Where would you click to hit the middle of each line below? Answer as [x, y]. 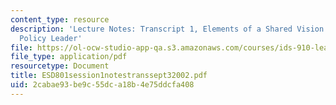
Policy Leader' [51, 38]
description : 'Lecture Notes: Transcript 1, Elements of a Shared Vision [167, 29]
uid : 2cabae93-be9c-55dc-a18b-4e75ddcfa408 [102, 85]
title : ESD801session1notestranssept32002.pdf [109, 76]
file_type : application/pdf [69, 57]
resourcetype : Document [60, 66]
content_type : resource [60, 19]
